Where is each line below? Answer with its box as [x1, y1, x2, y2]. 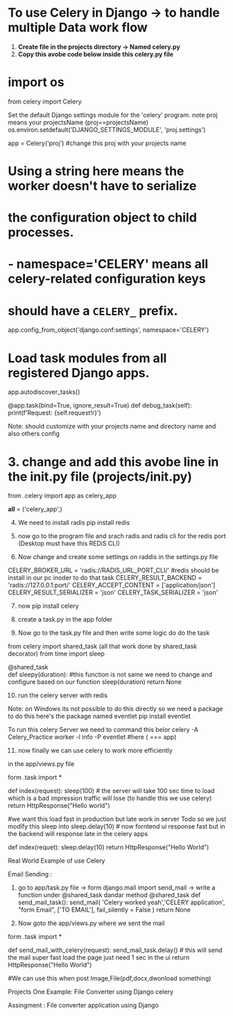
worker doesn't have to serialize [8, 178, 197, 194]
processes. [8, 224, 74, 240]
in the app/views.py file [8, 760, 75, 768]
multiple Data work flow [8, 19, 148, 35]
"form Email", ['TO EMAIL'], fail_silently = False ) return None [17, 906, 191, 914]
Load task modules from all [8, 350, 167, 366]
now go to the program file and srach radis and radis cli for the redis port [17, 532, 226, 540]
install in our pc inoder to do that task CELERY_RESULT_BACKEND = [8, 574, 202, 582]
